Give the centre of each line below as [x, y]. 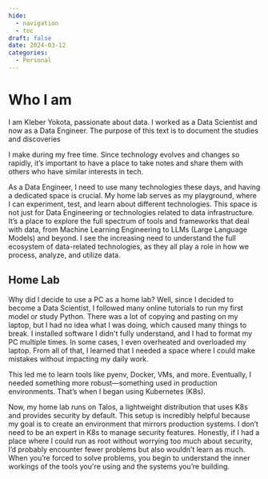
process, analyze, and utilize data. [65, 255]
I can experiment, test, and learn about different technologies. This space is [133, 204]
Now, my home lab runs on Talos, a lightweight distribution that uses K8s [128, 407]
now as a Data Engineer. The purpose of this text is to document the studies [133, 130]
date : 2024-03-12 [37, 46]
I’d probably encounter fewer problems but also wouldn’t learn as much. [127, 449]
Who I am [40, 100]
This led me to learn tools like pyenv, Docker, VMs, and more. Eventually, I [130, 374]
